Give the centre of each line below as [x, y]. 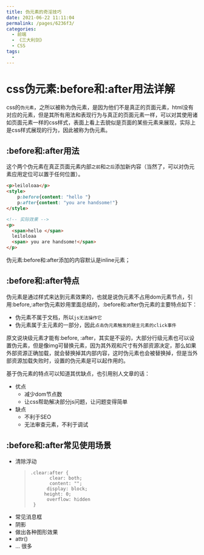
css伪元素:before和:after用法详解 [91, 89]
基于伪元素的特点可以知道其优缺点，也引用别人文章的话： [78, 373]
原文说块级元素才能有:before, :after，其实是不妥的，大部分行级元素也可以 [98, 337]
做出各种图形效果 [36, 532]
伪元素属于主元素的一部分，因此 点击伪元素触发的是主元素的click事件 [96, 325]
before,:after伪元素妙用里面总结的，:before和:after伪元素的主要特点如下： [105, 304]
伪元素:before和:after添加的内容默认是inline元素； [68, 260]
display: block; [67, 489]
